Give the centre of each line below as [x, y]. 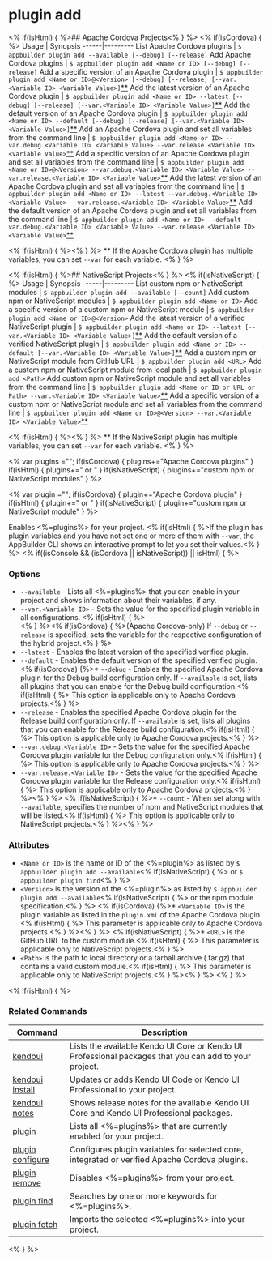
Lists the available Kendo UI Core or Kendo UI [156, 1045]
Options [24, 574]
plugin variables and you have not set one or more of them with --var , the [132, 536]
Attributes [29, 845]
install [23, 1089]
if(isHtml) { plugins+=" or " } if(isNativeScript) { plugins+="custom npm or [132, 470]
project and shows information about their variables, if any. [118, 601]
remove [27, 1182]
